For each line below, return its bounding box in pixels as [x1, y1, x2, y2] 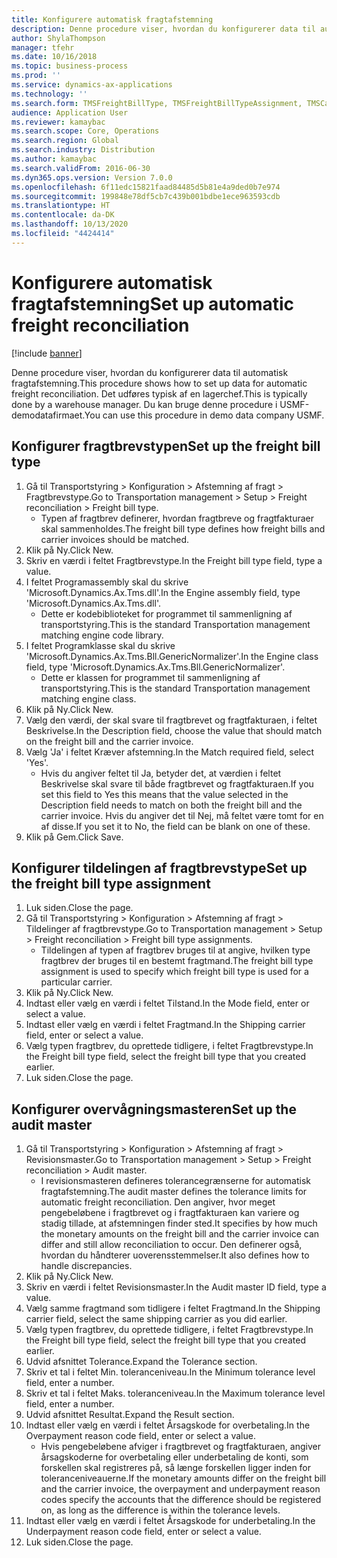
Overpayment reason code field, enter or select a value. [25, 1430, 256, 1442]
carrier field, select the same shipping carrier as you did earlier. [25, 1313, 288, 1325]
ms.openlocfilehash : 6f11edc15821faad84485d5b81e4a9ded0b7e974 [11, 182, 281, 192]
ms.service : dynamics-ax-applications [11, 80, 173, 90]
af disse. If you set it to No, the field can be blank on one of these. [40, 820, 311, 832]
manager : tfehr [11, 42, 75, 53]
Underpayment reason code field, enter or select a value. [25, 1526, 262, 1538]
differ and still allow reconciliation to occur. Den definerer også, [40, 1239, 303, 1251]
